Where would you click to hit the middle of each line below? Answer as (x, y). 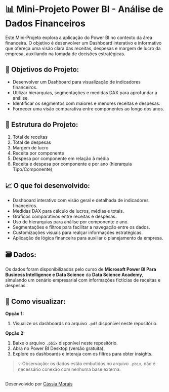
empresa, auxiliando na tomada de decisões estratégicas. (65, 54)
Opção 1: (15, 313)
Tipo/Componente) (32, 169)
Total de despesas (32, 142)
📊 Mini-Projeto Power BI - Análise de (84, 9)
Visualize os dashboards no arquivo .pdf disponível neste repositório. (85, 323)
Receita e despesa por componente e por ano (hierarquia (72, 164)
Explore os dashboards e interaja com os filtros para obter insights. (82, 354)
